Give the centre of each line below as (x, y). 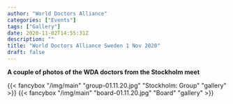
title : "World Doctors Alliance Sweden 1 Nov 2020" (84, 46)
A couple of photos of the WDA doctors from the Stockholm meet (104, 72)
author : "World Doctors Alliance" (58, 14)
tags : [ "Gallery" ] (34, 26)
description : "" (31, 40)
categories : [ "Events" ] (42, 20)
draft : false (26, 53)
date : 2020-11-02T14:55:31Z (48, 33)
